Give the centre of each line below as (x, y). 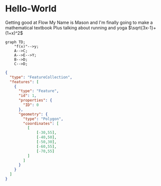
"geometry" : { (33, 114)
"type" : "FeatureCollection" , (41, 77)
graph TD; (15, 42)
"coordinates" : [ (41, 123)
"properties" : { (35, 100)
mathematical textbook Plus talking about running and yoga (66, 27)
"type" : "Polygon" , (43, 119)
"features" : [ (24, 82)
